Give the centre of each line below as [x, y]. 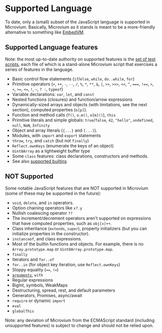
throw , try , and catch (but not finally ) [50, 141]
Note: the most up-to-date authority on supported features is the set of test [81, 59]
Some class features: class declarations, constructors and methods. [80, 156]
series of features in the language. [39, 69]
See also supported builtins [39, 161]
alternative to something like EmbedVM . [45, 32]
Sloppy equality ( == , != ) [35, 270]
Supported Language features [51, 47]
